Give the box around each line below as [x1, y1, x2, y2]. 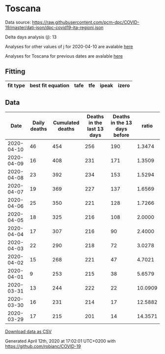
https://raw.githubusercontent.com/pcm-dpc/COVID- [31, 19, 140, 25]
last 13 [87, 125, 104, 132]
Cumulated [53, 119, 80, 126]
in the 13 [110, 119, 133, 126]
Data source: [5, 19, 31, 25]
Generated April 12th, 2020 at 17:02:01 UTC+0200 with [5, 338, 116, 344]
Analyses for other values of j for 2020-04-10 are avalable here [5, 43, 134, 49]
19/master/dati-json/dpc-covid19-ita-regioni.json [5, 24, 104, 30]
